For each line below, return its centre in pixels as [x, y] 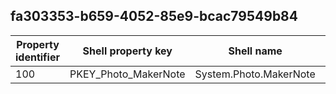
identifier [37, 57]
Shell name [255, 51]
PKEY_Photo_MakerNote [127, 74]
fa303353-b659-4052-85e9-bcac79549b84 [154, 16]
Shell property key [127, 51]
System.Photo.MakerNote [255, 74]
